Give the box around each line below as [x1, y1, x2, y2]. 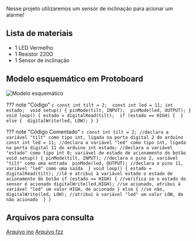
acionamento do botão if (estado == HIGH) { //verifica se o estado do [6, 176, 186, 182]
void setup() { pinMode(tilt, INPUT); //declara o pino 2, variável [6, 155, 178, 161]
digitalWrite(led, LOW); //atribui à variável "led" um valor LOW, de [6, 191, 184, 197]
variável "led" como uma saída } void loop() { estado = [6, 165, 152, 171]
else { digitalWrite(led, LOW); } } [6, 118, 99, 124]
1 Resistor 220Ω [14, 50, 54, 57]
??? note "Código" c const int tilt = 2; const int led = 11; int [6, 101, 174, 108]
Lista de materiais [6, 28, 73, 38]
